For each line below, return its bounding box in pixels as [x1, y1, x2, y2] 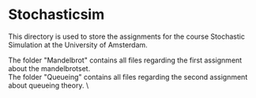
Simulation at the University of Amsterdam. [8, 40, 148, 49]
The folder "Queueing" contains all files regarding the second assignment [8, 72, 248, 81]
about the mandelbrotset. [8, 63, 91, 73]
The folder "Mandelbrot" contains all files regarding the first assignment [8, 55, 243, 65]
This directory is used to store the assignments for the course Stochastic [8, 32, 245, 41]
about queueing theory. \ [8, 81, 89, 90]
